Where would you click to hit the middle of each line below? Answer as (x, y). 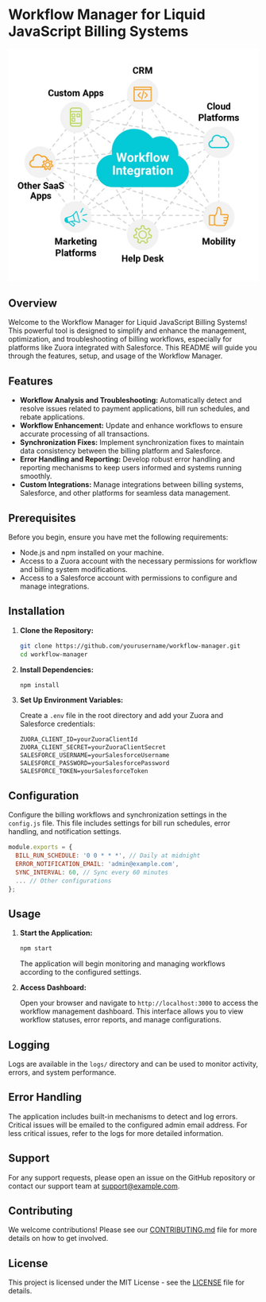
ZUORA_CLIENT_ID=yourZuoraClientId (79, 740)
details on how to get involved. (58, 1238)
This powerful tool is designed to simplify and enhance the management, (127, 330)
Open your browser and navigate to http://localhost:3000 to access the (139, 1003)
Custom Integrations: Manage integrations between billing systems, (131, 485)
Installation (37, 611)
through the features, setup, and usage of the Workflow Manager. (116, 356)
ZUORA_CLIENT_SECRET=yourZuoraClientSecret (93, 748)
